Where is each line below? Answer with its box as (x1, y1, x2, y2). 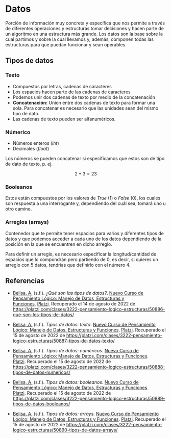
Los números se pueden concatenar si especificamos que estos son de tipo (5, 155, 165, 161)
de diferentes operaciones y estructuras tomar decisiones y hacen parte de (5, 25, 164, 31)
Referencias (5, 276, 45, 285)
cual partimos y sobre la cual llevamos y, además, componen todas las (5, 36, 154, 42)
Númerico (5, 128, 31, 136)
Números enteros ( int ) (12, 140, 60, 146)
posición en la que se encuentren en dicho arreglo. (5, 241, 112, 247)
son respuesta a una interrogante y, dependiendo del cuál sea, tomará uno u (5, 200, 166, 207)
